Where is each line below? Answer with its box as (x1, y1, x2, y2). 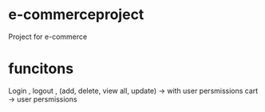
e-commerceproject (8, 6, 144, 24)
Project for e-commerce (8, 32, 88, 41)
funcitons (8, 60, 74, 78)
